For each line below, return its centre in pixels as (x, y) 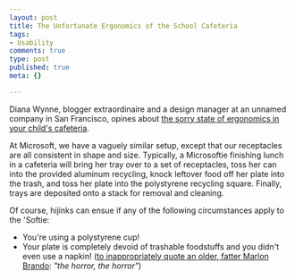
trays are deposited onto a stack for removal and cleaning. (117, 192)
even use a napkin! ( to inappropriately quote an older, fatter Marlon (146, 256)
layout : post (34, 17)
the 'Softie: (29, 219)
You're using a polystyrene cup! (81, 237)
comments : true (38, 51)
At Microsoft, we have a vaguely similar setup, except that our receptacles (146, 145)
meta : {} (25, 76)
